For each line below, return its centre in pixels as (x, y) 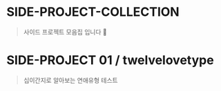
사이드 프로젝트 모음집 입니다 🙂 (65, 32)
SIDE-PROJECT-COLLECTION (93, 12)
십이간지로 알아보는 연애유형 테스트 (70, 80)
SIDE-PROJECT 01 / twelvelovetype (110, 60)
